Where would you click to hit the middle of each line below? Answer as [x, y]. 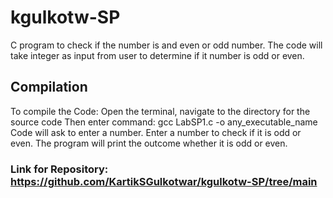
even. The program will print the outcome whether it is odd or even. [149, 143]
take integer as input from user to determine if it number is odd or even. [157, 55]
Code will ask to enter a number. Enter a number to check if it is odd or [156, 132]
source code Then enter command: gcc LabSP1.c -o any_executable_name [164, 122]
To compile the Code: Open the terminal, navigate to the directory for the [160, 111]
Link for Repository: [59, 169]
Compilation [49, 87]
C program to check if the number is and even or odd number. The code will [166, 45]
